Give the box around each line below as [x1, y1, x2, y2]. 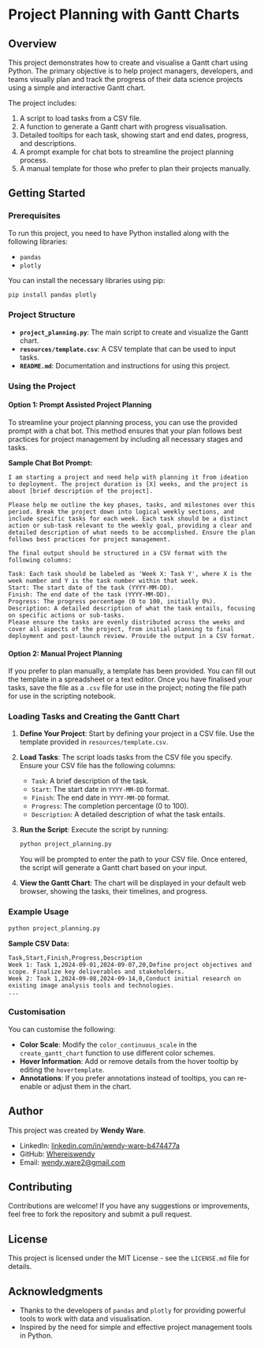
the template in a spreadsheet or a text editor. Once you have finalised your [8, 674, 253, 684]
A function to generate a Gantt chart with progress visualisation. [19, 122, 228, 131]
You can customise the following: [8, 1024, 116, 1034]
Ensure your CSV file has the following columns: [19, 761, 176, 771]
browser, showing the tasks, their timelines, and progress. [19, 887, 208, 896]
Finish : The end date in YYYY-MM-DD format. [31, 793, 171, 802]
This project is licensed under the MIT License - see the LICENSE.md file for [8, 1253, 250, 1263]
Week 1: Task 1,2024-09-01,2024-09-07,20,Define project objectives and [8, 961, 252, 969]
